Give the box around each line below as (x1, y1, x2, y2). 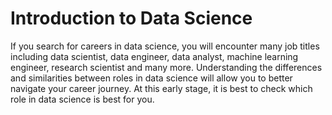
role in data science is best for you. (10, 93, 155, 105)
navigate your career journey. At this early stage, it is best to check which (10, 82, 313, 94)
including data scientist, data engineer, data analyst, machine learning (10, 50, 299, 62)
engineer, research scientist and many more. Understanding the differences (10, 61, 323, 73)
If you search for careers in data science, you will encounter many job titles (10, 40, 320, 52)
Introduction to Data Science (10, 7, 253, 30)
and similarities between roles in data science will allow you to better (10, 72, 293, 84)
